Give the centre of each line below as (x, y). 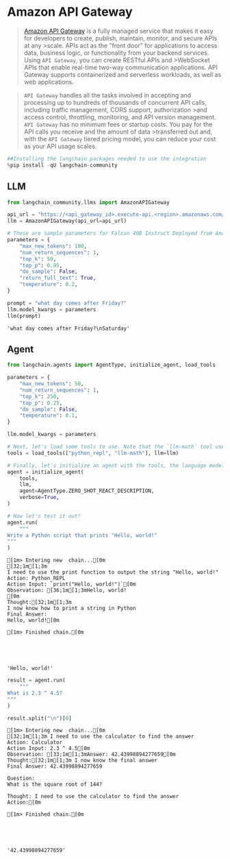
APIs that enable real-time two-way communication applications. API (120, 67)
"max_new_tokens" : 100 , (53, 246)
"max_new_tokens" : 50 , (52, 384)
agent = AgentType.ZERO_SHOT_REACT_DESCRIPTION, (87, 491)
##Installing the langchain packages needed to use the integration (107, 158)
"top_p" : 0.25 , (41, 403)
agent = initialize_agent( (46, 472)
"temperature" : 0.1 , (49, 415)
